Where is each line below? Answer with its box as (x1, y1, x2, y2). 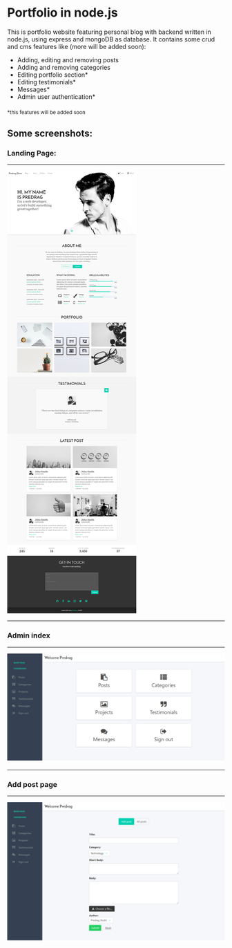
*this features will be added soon (7, 109, 86, 115)
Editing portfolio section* (17, 71, 88, 79)
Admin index (7, 631, 50, 640)
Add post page (7, 779, 57, 789)
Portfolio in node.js (7, 5, 119, 21)
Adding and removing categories (17, 63, 110, 71)
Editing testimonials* (17, 77, 76, 86)
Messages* (17, 85, 50, 93)
